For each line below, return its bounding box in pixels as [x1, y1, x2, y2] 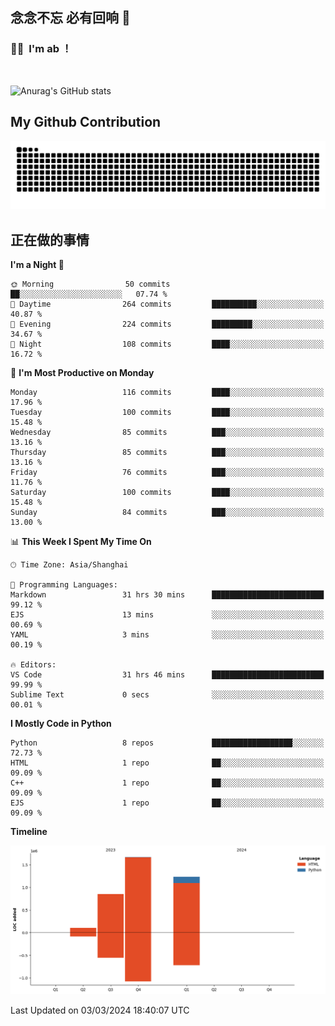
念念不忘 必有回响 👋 [10, 9, 131, 27]
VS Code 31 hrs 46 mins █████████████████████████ [10, 670, 325, 680]
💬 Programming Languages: [10, 580, 118, 590]
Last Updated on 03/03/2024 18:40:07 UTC [10, 1004, 190, 1016]
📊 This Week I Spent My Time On [10, 536, 152, 548]
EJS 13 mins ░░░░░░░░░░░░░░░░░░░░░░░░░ [10, 610, 325, 620]
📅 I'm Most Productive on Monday [10, 367, 155, 379]
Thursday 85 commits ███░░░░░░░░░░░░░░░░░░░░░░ [10, 448, 325, 458]
